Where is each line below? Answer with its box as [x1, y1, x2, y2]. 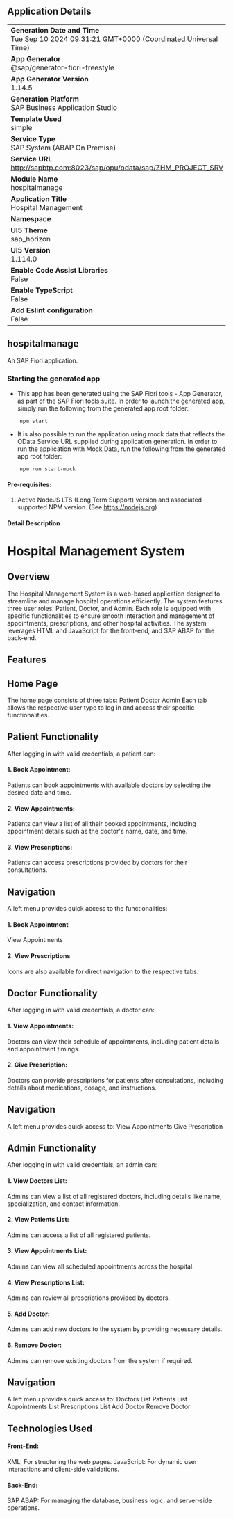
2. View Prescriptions [7, 951, 71, 960]
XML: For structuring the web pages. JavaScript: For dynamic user [7, 1458, 198, 1466]
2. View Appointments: [7, 804, 75, 813]
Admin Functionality [7, 1142, 97, 1154]
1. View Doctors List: [7, 1177, 67, 1185]
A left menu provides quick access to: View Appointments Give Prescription [7, 1122, 223, 1130]
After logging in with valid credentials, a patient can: [7, 749, 156, 758]
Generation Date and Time [10, 25, 100, 35]
